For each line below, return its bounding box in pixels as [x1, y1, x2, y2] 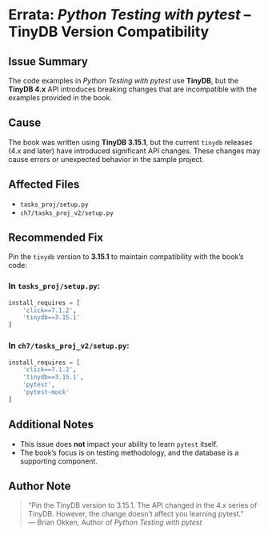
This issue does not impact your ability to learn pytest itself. [19, 439, 218, 448]
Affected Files [8, 178, 80, 192]
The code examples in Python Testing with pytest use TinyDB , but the [8, 76, 238, 85]
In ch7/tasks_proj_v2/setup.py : [8, 340, 130, 351]
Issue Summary [8, 55, 88, 68]
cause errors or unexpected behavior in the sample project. [8, 154, 204, 164]
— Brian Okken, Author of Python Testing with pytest [27, 517, 202, 527]
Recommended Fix [8, 231, 104, 245]
